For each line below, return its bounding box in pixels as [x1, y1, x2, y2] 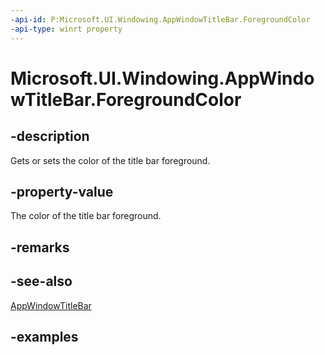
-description [10, 128, 90, 145]
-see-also [10, 273, 73, 290]
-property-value [10, 183, 114, 200]
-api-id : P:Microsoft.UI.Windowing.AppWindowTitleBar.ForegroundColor [10, 14, 311, 25]
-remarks [10, 239, 70, 256]
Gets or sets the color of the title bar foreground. [10, 154, 211, 166]
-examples [10, 328, 79, 345]
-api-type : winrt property [10, 24, 123, 34]
